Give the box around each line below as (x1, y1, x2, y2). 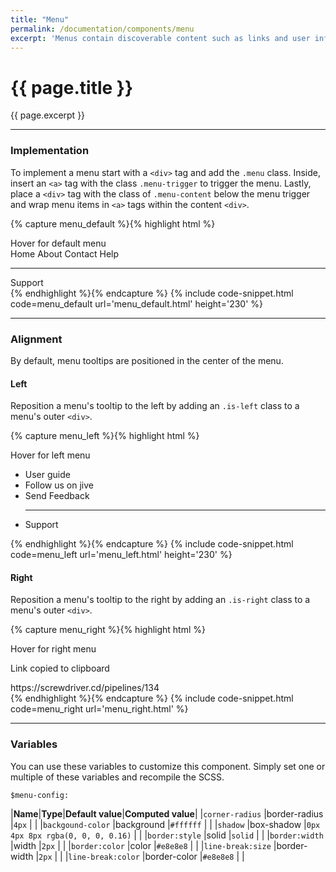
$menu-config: (10, 790, 70, 800)
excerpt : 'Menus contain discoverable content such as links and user (10, 33, 311, 43)
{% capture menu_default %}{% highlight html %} (10, 217, 216, 230)
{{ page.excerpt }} (10, 109, 86, 121)
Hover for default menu (10, 237, 107, 249)
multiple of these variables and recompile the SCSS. (10, 771, 225, 783)
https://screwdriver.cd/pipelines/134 (10, 682, 160, 694)
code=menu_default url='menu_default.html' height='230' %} (10, 297, 264, 310)
